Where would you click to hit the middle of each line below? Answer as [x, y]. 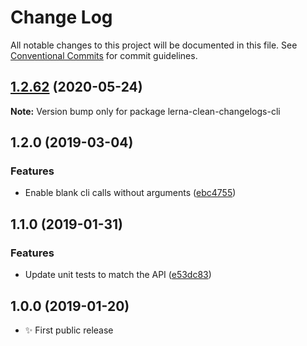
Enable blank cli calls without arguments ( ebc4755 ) [130, 193]
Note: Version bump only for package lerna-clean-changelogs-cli [145, 111]
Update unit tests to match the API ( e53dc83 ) [118, 275]
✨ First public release [69, 330]
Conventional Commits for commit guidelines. [104, 55]
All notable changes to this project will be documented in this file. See [154, 45]
